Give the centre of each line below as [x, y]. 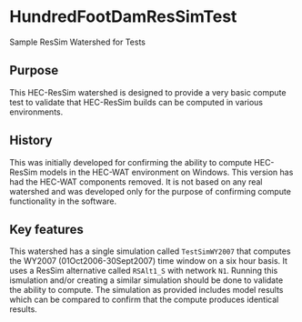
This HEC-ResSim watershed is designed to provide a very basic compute [148, 92]
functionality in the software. [63, 201]
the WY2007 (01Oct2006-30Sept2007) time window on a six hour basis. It [149, 261]
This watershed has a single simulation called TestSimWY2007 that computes [150, 251]
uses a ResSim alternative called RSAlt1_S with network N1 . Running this [144, 271]
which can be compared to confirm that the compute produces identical [144, 300]
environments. [36, 112]
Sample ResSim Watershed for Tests [77, 42]
